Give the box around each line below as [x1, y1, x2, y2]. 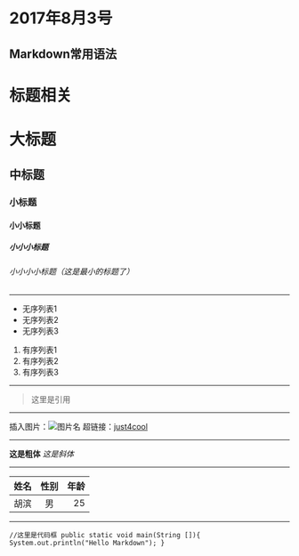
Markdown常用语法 [9, 46, 117, 61]
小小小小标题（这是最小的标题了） [9, 266, 134, 277]
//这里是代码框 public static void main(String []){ [9, 531, 201, 540]
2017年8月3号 [9, 8, 113, 28]
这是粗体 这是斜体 [9, 448, 74, 459]
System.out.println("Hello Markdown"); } [9, 539, 166, 548]
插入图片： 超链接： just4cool [9, 422, 149, 432]
